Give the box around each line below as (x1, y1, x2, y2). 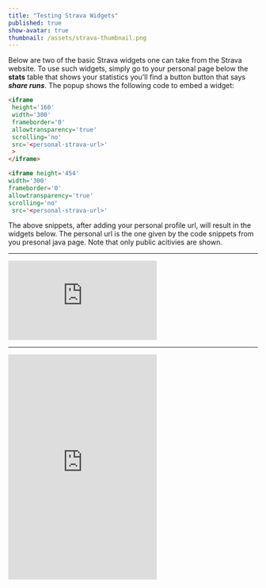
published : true (8, 19, 62, 27)
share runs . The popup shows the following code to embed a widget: (8, 81, 235, 90)
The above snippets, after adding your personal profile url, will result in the (8, 221, 252, 230)
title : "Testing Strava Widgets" (8, 11, 119, 20)
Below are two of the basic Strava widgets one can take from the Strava (8, 56, 243, 65)
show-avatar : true (8, 26, 69, 34)
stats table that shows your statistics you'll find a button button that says (8, 72, 246, 82)
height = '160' (11, 104, 55, 112)
